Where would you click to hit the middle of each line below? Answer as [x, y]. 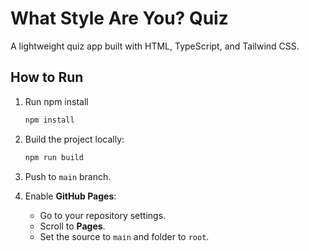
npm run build [54, 157]
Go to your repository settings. [103, 215]
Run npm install [56, 101]
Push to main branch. [68, 176]
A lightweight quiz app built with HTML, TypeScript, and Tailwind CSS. [155, 46]
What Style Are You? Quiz [119, 18]
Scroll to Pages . [72, 226]
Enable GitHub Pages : [70, 196]
